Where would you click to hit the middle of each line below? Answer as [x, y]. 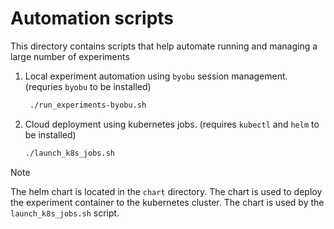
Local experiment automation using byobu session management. [156, 76]
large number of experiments [70, 56]
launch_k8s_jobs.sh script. [65, 213]
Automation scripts [92, 18]
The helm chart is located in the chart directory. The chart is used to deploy [166, 191]
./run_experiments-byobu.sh [88, 105]
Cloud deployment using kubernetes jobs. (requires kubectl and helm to [172, 124]
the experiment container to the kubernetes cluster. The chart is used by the [167, 202]
